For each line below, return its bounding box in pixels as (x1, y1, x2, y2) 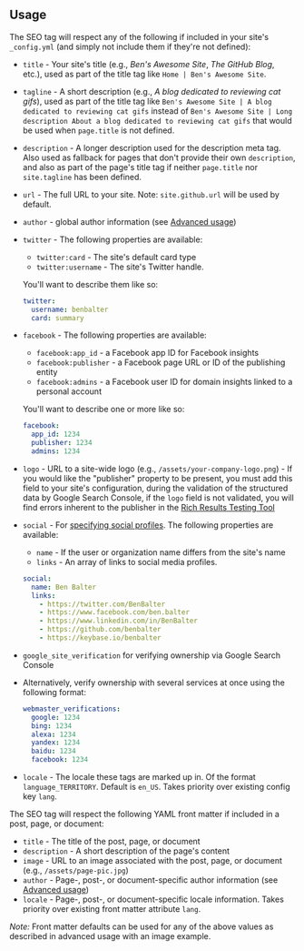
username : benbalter (31, 305, 109, 314)
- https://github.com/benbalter (39, 625, 162, 634)
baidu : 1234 (31, 746, 76, 756)
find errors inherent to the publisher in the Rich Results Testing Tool (22, 501, 275, 512)
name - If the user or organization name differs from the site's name (35, 546, 286, 558)
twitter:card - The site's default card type (35, 251, 197, 262)
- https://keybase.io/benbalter (39, 633, 162, 642)
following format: (22, 686, 86, 697)
